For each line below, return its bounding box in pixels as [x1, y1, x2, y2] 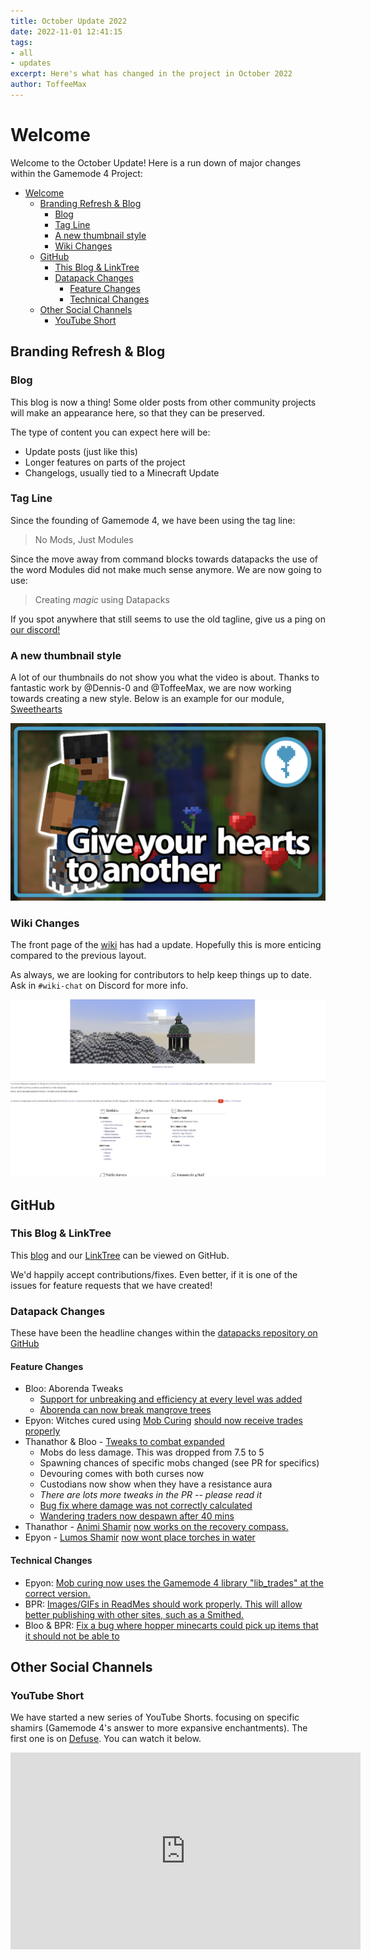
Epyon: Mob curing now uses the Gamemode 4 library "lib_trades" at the [24, 1576, 324, 1589]
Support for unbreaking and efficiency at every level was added [39, 1393, 303, 1405]
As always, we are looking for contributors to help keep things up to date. [10, 968, 313, 980]
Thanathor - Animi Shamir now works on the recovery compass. [24, 1521, 289, 1533]
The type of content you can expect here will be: [10, 426, 211, 438]
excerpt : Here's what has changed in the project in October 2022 [10, 69, 293, 79]
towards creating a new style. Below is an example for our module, [10, 693, 285, 705]
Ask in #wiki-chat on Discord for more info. [10, 979, 189, 991]
